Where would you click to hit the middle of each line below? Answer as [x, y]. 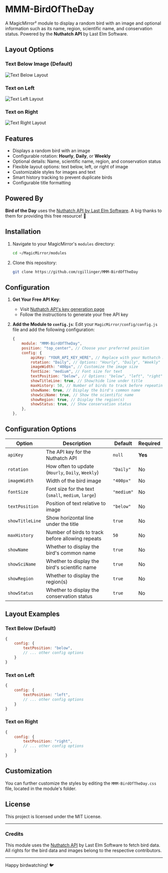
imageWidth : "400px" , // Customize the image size [84, 367]
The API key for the [68, 452]
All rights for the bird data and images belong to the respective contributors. [83, 850]
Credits [14, 834]
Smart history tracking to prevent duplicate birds [62, 177]
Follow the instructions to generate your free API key [74, 314]
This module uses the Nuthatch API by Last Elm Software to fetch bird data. [83, 845]
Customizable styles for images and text [54, 172]
